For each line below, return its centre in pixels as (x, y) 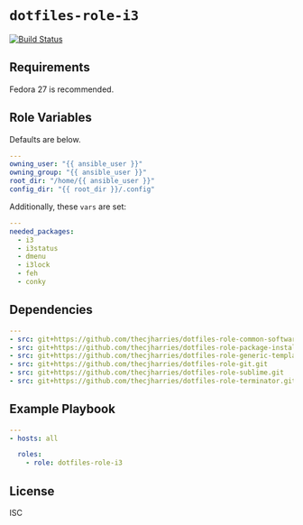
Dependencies (51, 310)
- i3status (38, 248)
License (32, 491)
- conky (32, 282)
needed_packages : (42, 231)
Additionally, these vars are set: (68, 207)
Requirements (50, 67)
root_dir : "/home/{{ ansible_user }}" (82, 181)
